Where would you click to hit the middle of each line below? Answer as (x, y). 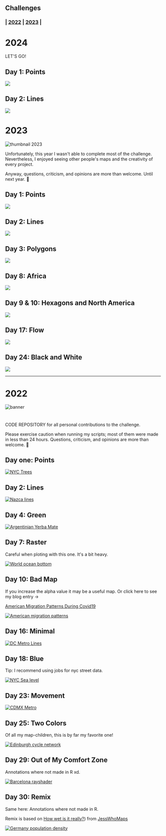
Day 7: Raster (26, 542)
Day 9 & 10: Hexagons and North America (70, 303)
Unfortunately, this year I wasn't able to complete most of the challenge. (79, 154)
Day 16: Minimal (30, 631)
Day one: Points (30, 460)
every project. (19, 164)
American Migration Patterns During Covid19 (51, 606)
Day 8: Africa (26, 276)
